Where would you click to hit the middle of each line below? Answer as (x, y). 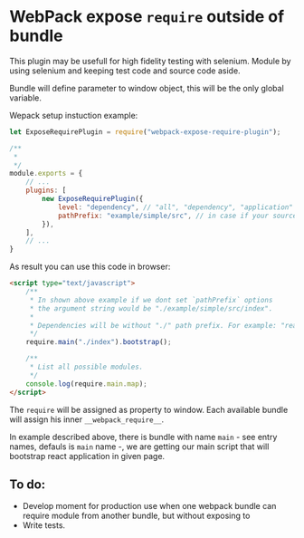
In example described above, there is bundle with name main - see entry (143, 437)
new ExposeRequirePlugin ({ (93, 199)
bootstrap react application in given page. (87, 456)
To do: (28, 484)
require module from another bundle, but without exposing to (136, 516)
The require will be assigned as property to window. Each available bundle (149, 409)
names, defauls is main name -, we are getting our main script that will (139, 447)
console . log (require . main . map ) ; (86, 384)
